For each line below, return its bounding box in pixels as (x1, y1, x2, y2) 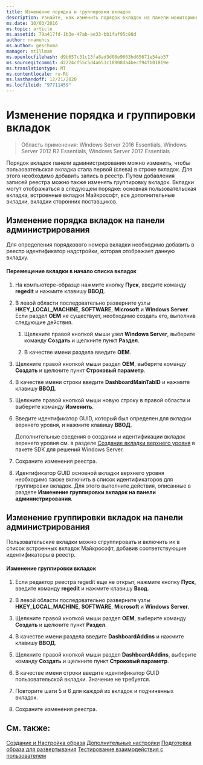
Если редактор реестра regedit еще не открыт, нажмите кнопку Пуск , (14, 578, 196, 585)
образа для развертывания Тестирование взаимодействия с (6, 746, 164, 753)
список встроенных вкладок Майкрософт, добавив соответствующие (6, 545, 187, 552)
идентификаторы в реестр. (6, 551, 76, 558)
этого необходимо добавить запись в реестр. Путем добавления (6, 172, 175, 179)
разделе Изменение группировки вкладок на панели (14, 488, 156, 495)
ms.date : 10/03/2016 (6, 20, 59, 26)
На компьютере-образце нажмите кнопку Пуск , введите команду (14, 281, 187, 288)
